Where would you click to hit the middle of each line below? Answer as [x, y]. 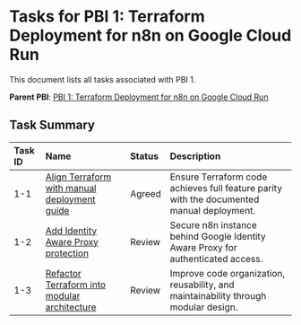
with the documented [215, 199]
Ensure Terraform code [219, 177]
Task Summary [52, 125]
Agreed [145, 193]
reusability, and [202, 285]
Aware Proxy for [203, 247]
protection [67, 253]
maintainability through [218, 295]
